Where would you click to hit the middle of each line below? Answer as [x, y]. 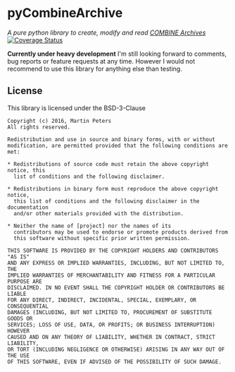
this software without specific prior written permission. [102, 238]
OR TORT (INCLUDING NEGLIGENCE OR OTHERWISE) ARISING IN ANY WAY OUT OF [116, 349]
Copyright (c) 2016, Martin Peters [59, 121]
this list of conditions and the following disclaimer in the [107, 201]
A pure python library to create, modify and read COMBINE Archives [107, 32]
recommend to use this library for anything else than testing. [95, 68]
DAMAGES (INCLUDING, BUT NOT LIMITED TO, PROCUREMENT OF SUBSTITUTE [110, 312]
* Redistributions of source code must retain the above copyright [108, 164]
